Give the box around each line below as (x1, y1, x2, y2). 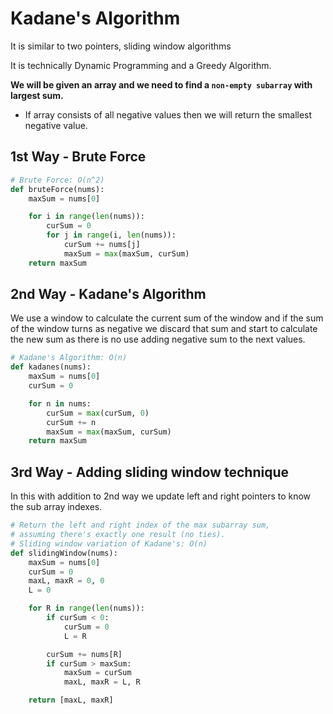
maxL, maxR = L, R (63, 677, 141, 687)
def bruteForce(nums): (10, 184, 105, 194)
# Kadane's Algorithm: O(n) (10, 353, 128, 363)
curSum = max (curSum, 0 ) (46, 408, 150, 418)
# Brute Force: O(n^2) (10, 175, 105, 185)
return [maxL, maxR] (28, 695, 114, 706)
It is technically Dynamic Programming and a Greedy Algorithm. (10, 59, 272, 71)
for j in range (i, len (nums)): (46, 230, 177, 241)
